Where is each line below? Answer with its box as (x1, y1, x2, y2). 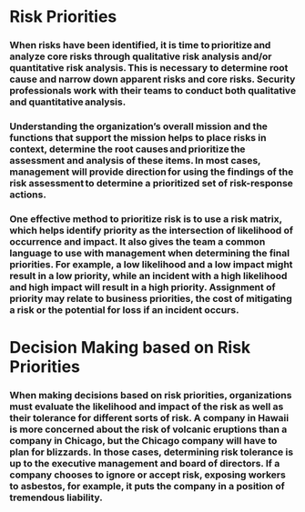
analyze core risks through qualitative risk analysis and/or (9, 50, 272, 63)
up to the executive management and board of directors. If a (9, 457, 280, 470)
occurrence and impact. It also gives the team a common (9, 235, 266, 247)
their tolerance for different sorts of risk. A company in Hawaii (9, 412, 290, 425)
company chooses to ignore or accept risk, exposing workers (9, 468, 287, 481)
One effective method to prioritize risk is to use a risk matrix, (9, 212, 282, 225)
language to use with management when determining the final (9, 246, 290, 259)
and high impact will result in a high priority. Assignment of (9, 280, 276, 293)
